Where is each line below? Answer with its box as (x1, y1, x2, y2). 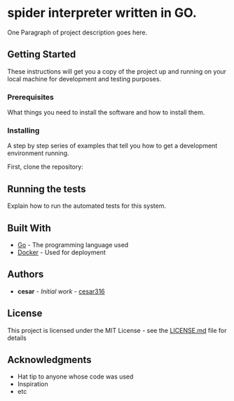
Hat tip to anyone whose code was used (17, 372, 134, 381)
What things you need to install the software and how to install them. (7, 108, 205, 117)
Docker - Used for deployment (17, 248, 106, 256)
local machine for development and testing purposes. (7, 74, 162, 83)
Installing (7, 125, 40, 135)
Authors (7, 268, 44, 280)
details (7, 334, 27, 342)
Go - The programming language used (17, 240, 129, 249)
